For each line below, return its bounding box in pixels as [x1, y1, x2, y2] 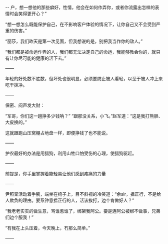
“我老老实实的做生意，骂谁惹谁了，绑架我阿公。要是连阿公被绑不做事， [5, 208, 152, 214]
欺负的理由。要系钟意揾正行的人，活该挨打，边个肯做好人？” [9, 197, 134, 203]
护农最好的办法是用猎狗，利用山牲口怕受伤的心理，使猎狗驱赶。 [5, 150, 136, 156]
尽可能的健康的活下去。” [18, 55, 66, 61]
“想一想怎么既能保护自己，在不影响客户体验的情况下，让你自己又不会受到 [5, 22, 156, 27]
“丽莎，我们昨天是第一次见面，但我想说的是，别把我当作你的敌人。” [5, 38, 143, 44]
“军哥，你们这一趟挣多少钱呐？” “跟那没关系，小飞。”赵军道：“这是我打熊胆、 [5, 113, 163, 119]
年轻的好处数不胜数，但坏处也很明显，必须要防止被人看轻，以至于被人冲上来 [5, 76, 163, 81]
